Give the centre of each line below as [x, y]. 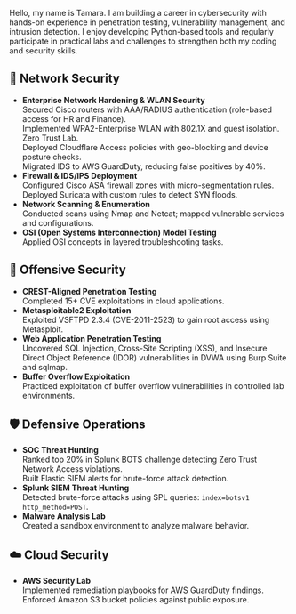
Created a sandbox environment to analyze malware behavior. [136, 526]
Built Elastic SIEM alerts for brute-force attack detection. [125, 479]
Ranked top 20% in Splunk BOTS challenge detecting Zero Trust [140, 460]
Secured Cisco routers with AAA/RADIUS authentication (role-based [147, 109]
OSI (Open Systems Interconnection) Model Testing [119, 232]
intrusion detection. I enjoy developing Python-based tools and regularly [141, 32]
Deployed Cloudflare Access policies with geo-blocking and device [145, 147]
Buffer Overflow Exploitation [76, 376]
